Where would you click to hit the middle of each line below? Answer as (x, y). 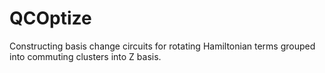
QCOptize (50, 18)
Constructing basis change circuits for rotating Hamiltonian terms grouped (162, 46)
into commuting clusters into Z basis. (85, 56)
